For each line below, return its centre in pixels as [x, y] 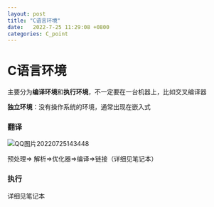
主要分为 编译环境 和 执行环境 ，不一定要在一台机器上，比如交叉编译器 [107, 92]
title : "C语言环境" [34, 21]
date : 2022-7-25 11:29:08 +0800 [59, 27]
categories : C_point [38, 34]
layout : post [27, 14]
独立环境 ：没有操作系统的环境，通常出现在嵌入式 [79, 107]
